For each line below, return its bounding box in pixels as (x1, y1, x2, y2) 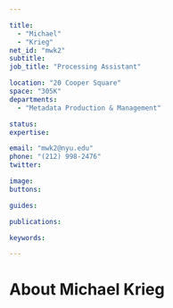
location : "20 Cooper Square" (9, 79, 122, 87)
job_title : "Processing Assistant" (9, 62, 142, 71)
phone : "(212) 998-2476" (9, 153, 102, 162)
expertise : (9, 128, 50, 137)
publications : (9, 217, 62, 226)
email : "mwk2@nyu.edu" (9, 144, 94, 153)
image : (9, 177, 34, 186)
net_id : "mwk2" (9, 46, 66, 54)
